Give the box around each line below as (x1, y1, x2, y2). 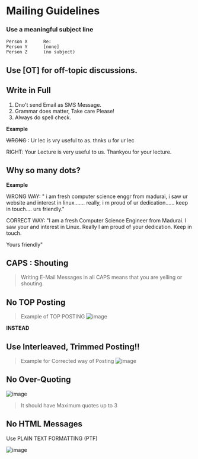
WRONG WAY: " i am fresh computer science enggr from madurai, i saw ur (6, 193, 188, 200)
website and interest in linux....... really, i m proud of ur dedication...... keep (6, 199, 189, 206)
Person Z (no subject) (6, 49, 76, 55)
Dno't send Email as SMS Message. (14, 101, 102, 108)
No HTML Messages (6, 419, 83, 429)
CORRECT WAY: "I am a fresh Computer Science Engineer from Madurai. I (6, 216, 187, 224)
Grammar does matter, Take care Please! (14, 107, 114, 114)
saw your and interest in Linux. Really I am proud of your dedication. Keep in (6, 223, 193, 230)
